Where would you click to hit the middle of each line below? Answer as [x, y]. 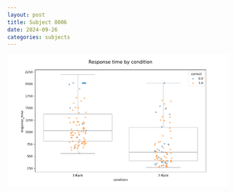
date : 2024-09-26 [33, 29]
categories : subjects [39, 37]
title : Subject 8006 [37, 22]
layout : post [26, 15]
